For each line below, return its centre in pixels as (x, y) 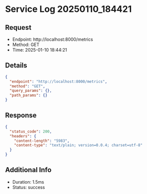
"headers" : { (23, 136)
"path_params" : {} (29, 95)
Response (21, 115)
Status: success (29, 187)
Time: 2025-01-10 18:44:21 (40, 50)
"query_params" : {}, (31, 91)
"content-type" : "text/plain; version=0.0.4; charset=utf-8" (78, 145)
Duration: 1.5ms (28, 182)
